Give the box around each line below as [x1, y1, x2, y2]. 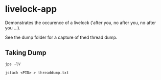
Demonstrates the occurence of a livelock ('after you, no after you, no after [5, 20, 156, 26]
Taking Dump [5, 49, 46, 57]
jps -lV [5, 61, 21, 67]
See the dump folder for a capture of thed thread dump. [5, 34, 117, 40]
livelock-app [5, 3, 57, 15]
